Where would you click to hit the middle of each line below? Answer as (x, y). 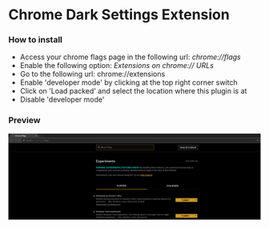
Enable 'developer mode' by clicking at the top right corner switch (128, 82)
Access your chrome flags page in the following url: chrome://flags (130, 57)
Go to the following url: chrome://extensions (92, 74)
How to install (35, 40)
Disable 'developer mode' (62, 100)
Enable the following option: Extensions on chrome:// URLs (117, 66)
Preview (24, 120)
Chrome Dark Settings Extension (119, 15)
